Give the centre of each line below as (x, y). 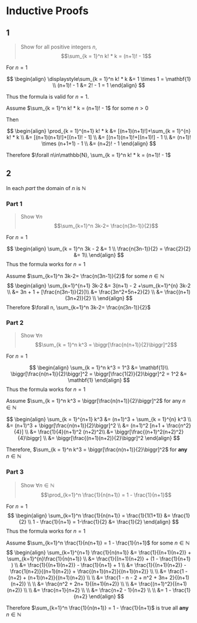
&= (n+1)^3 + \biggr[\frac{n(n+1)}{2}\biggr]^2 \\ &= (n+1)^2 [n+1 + (86, 426)
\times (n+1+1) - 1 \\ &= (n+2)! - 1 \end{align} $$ (99, 143)
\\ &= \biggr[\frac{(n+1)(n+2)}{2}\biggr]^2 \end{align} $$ (112, 438)
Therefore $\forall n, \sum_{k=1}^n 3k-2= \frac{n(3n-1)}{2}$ (79, 308)
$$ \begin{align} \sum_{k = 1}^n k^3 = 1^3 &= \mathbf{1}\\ (99, 368)
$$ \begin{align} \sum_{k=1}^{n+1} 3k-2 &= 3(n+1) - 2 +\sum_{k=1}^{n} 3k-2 (99, 286)
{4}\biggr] (30, 438)
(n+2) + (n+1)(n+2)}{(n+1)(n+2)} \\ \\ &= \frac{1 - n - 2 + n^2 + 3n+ (88, 578)
